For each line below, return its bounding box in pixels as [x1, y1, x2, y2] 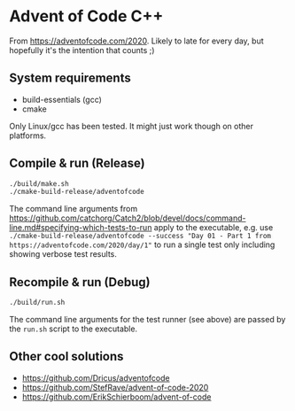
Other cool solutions [9, 349, 124, 364]
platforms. [9, 130, 47, 141]
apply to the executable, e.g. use [153, 222, 274, 233]
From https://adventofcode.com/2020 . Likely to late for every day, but [9, 35, 264, 46]
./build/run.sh [9, 299, 66, 307]
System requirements [9, 71, 131, 86]
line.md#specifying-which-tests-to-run [9, 222, 152, 233]
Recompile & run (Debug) [9, 275, 151, 290]
